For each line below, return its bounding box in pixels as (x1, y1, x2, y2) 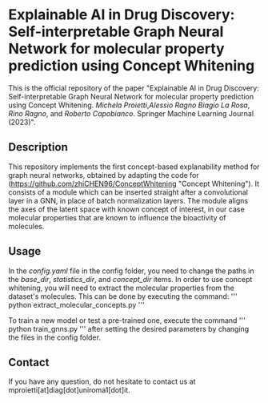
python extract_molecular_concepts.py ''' (8, 300, 146, 309)
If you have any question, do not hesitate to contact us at (8, 377, 196, 386)
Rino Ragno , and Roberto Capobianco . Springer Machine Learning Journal (8, 108, 254, 118)
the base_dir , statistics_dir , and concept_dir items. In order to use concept (8, 274, 253, 284)
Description (8, 140, 68, 154)
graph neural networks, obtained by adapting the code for (8, 170, 200, 179)
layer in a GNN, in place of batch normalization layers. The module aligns (8, 195, 249, 205)
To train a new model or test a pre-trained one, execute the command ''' (8, 315, 246, 325)
